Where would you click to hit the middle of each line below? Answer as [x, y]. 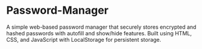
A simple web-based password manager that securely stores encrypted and [101, 27]
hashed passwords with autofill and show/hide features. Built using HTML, [99, 33]
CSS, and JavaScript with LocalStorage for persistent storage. [84, 39]
